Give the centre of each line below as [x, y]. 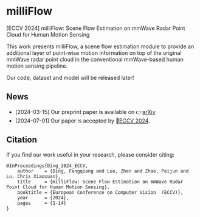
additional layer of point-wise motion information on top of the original [94, 52]
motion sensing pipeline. [37, 66]
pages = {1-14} [42, 203]
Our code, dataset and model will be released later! [70, 77]
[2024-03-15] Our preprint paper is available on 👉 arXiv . [86, 112]
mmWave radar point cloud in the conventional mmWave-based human [95, 59]
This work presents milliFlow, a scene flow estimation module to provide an [100, 46]
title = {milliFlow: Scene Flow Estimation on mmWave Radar [100, 182]
